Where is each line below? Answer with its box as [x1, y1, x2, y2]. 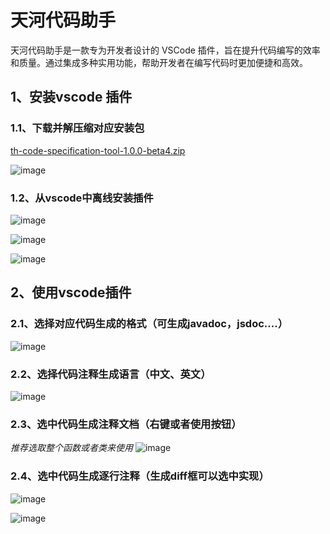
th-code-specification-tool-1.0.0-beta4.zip [10, 144, 186, 156]
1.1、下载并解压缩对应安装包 [10, 121, 145, 135]
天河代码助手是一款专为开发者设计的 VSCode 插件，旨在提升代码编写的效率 [10, 44, 321, 56]
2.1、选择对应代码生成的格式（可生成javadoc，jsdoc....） [10, 317, 289, 331]
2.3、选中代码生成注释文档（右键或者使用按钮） [10, 417, 242, 431]
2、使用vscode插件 [10, 284, 132, 301]
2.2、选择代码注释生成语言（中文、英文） [10, 367, 212, 381]
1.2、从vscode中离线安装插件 [10, 191, 154, 205]
